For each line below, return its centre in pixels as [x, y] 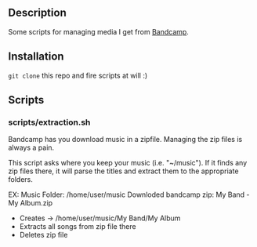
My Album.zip [31, 203]
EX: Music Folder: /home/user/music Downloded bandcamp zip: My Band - [129, 194]
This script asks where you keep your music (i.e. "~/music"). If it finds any [128, 163]
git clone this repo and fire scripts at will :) [78, 75]
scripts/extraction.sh [49, 122]
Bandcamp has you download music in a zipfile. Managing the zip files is [125, 140]
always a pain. [31, 147]
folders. [20, 180]
